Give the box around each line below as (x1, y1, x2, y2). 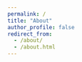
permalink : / (7, 10, 46, 18)
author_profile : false (7, 24, 75, 31)
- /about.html (14, 43, 56, 51)
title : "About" (7, 17, 53, 24)
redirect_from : (7, 30, 53, 38)
